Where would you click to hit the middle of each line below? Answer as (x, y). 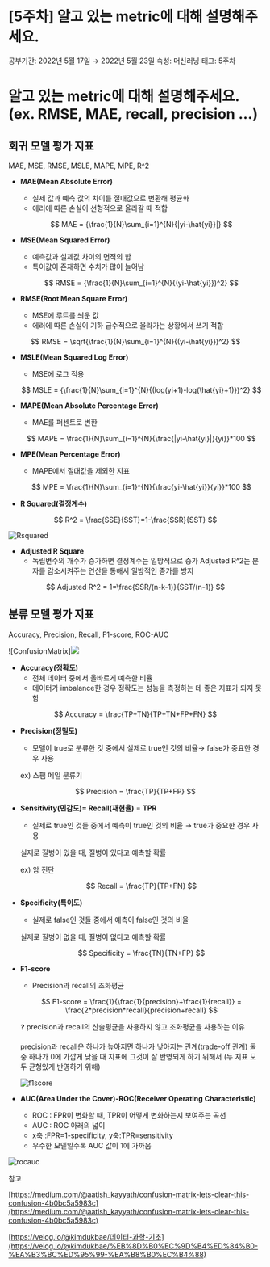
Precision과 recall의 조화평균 (78, 985)
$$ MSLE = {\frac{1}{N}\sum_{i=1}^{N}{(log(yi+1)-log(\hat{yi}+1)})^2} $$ (141, 389)
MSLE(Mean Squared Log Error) (74, 357)
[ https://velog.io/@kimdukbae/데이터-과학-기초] (86, 1236)
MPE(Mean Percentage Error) (70, 454)
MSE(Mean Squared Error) (65, 240)
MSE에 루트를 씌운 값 (65, 315)
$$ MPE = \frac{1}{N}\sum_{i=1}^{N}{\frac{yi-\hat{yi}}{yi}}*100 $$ (141, 486)
